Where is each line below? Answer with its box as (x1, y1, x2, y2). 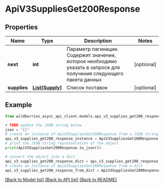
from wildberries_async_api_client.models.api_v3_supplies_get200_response (5, 114, 163, 118)
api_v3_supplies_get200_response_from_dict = (5, 168, 99, 173)
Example (5, 101, 32, 109)
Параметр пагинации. (66, 46, 119, 52)
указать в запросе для (66, 64, 120, 70)
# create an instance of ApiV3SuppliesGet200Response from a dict (5, 163, 143, 168)
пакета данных (66, 76, 102, 83)
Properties (5, 23, 38, 31)
